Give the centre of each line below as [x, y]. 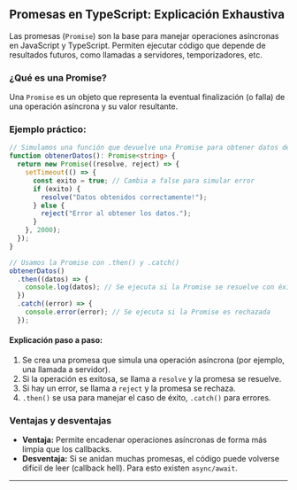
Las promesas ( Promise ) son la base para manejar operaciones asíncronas [144, 35]
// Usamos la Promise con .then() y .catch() [94, 262]
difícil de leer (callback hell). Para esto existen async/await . [129, 468]
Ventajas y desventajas [61, 420]
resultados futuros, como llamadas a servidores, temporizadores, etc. [136, 54]
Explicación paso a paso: [56, 340]
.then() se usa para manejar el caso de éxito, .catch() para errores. [146, 397]
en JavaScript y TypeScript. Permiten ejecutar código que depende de [138, 45]
